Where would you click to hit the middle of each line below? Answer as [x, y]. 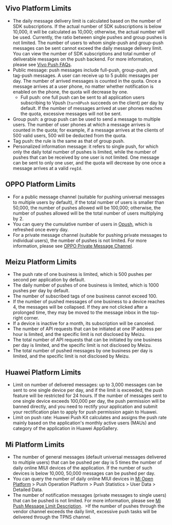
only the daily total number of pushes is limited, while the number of [84, 152]
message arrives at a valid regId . [47, 168]
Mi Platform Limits [35, 445]
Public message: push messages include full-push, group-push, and [85, 70]
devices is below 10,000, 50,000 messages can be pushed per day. [84, 473]
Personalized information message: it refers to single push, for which [85, 146]
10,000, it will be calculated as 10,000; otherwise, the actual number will [89, 32]
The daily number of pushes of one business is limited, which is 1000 [86, 285]
